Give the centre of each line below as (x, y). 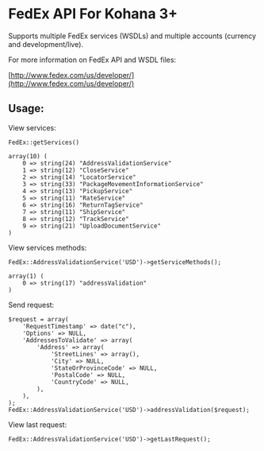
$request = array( (38, 319)
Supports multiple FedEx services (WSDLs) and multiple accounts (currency (132, 36)
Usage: (27, 109)
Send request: (31, 305)
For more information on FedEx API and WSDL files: (92, 60)
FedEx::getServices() (44, 142)
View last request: (38, 424)
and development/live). (46, 44)
